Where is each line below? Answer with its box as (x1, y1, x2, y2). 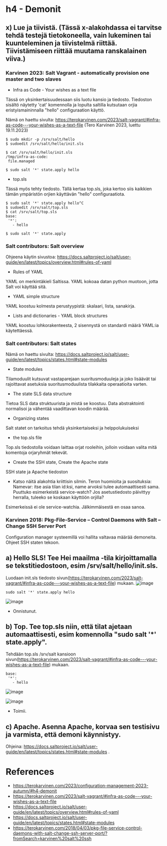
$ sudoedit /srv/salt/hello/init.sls (5, 141, 84, 146)
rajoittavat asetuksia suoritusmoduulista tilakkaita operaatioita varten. (5, 381, 148, 387)
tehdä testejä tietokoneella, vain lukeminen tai (5, 31, 151, 39)
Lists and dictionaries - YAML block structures (12, 313, 108, 319)
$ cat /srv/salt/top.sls (5, 209, 57, 214)
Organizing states (12, 416, 49, 422)
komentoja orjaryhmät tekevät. (5, 449, 69, 456)
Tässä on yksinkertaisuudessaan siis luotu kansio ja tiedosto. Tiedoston (5, 96, 152, 103)
